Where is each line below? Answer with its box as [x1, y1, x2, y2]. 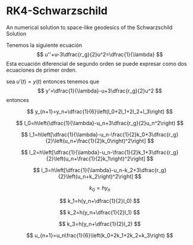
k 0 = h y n [88, 184, 111, 193]
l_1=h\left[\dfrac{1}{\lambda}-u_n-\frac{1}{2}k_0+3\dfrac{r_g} [29, 131, 179, 138]
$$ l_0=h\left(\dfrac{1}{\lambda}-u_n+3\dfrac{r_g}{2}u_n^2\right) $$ [15, 119, 184, 126]
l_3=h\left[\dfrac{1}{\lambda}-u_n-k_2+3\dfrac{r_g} [41, 166, 167, 173]
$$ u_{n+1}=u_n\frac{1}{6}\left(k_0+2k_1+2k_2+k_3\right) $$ [26, 231, 173, 238]
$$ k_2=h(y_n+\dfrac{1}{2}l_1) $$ [59, 209, 141, 216]
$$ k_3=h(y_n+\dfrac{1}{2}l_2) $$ [58, 220, 141, 227]
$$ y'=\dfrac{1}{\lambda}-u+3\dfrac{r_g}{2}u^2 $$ [37, 87, 162, 94]
